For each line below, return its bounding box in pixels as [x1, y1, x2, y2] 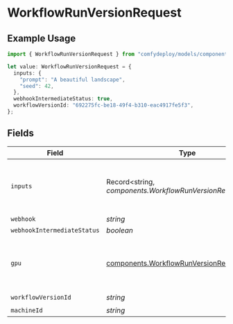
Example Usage [7, 33, 76, 44]
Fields [7, 127, 35, 139]
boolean [106, 225, 133, 235]
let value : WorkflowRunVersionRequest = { [7, 63, 132, 70]
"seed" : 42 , [19, 82, 54, 89]
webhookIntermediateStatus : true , [13, 96, 113, 102]
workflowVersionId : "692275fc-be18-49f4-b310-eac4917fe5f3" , [13, 102, 194, 109]
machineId [10, 306, 43, 314]
